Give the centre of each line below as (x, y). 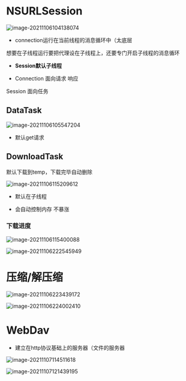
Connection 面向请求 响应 (46, 78)
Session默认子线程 (38, 66)
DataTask (24, 110)
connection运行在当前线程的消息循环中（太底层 (73, 40)
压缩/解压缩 (34, 277)
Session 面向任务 (27, 91)
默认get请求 (30, 137)
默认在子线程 (31, 196)
